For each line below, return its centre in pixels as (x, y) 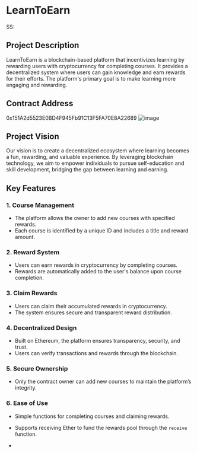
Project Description (43, 45)
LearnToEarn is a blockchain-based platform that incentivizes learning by (96, 59)
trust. (21, 347)
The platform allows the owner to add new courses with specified (95, 218)
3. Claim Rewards (32, 293)
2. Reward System (33, 252)
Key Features (31, 188)
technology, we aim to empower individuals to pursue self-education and (95, 163)
